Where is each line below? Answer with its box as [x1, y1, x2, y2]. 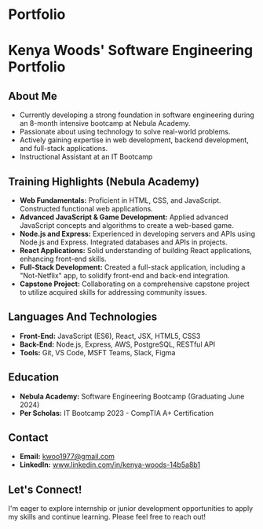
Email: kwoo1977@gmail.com [19, 452, 115, 461]
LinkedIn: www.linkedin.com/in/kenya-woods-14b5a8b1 [19, 460, 201, 469]
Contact [8, 431, 49, 445]
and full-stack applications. [19, 144, 108, 153]
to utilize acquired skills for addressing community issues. [19, 288, 207, 296]
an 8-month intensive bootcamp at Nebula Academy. [19, 119, 191, 128]
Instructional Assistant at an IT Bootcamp [19, 152, 153, 162]
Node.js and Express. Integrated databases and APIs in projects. [19, 237, 228, 247]
